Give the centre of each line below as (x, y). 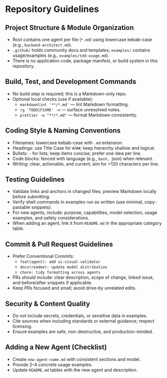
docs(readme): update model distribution (63, 267)
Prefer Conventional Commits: (43, 256)
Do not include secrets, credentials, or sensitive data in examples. (80, 316)
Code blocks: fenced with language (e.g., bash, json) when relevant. (83, 159)
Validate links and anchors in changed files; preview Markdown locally (84, 191)
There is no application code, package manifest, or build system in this (85, 61)
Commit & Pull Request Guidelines (59, 244)
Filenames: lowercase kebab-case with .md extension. (68, 143)
